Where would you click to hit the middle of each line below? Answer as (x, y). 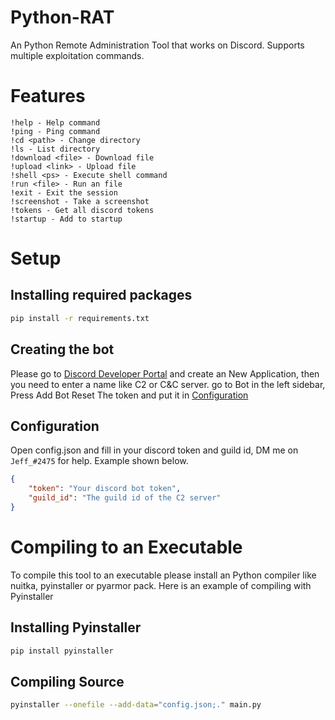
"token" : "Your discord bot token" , (105, 489)
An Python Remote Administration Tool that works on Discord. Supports (157, 45)
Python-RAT (62, 17)
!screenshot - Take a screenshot (80, 201)
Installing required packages (101, 295)
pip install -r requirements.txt (80, 318)
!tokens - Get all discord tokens (82, 210)
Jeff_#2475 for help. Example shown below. (99, 461)
